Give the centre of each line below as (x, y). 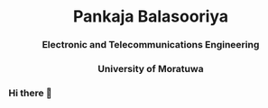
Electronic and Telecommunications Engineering (151, 45)
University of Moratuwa (151, 69)
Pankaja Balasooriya (151, 17)
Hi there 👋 (31, 93)
